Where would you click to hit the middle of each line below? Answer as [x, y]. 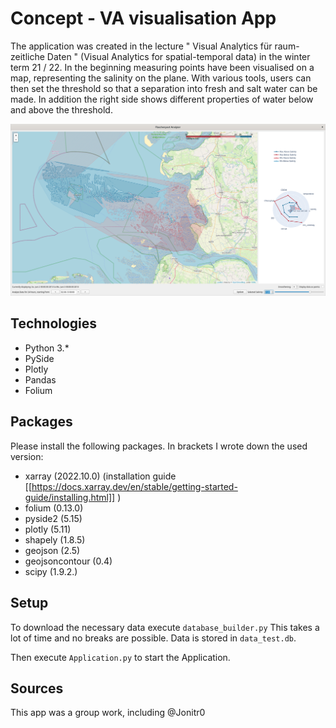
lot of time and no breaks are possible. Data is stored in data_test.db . [153, 638]
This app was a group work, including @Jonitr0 [108, 713]
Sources [37, 688]
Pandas [40, 379]
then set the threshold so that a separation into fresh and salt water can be [164, 88]
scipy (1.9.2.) [51, 571]
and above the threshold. [61, 109]
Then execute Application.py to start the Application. [120, 657]
